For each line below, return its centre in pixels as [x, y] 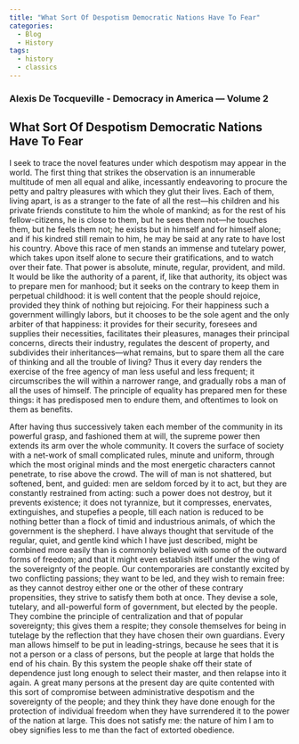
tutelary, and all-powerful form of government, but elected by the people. [143, 607]
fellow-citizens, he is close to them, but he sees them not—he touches [138, 219]
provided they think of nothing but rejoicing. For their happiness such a [139, 305]
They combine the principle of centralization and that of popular [126, 616]
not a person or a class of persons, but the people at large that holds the [142, 654]
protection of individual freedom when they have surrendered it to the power [149, 711]
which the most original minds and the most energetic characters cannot [142, 464]
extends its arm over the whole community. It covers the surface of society [147, 445]
